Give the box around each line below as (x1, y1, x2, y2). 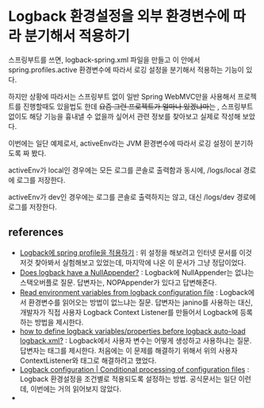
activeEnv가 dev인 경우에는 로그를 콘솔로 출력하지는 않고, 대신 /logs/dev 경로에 (8, 192, 256, 201)
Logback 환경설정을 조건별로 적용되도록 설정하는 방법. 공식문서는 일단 (19, 374, 237, 383)
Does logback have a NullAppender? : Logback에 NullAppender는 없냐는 (19, 267, 254, 277)
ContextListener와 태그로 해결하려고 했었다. (19, 356, 157, 365)
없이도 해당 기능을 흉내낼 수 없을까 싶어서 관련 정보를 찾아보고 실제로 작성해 (8, 111, 241, 121)
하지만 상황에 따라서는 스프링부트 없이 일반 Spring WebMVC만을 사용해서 (8, 91, 236, 101)
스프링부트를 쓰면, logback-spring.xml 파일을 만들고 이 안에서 (8, 55, 201, 64)
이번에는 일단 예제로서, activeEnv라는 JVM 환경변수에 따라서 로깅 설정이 (8, 138, 232, 148)
